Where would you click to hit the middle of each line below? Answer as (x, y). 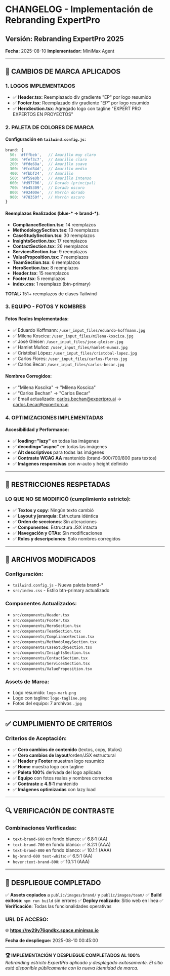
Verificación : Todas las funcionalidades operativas (58, 906)
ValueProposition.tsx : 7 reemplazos (50, 257)
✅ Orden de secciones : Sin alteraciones (55, 521)
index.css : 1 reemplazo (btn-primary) (52, 284)
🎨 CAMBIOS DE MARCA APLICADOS (63, 72)
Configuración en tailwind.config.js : (46, 139)
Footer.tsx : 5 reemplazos (39, 278)
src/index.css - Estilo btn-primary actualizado (61, 591)
